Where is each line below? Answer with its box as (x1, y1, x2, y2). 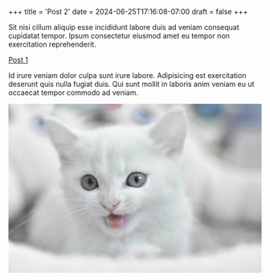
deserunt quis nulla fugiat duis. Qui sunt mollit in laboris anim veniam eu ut (8, 80, 255, 89)
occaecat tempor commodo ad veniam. (8, 88, 139, 97)
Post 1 (8, 56, 28, 64)
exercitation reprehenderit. (8, 39, 96, 49)
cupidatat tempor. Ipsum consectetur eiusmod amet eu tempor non (8, 31, 231, 40)
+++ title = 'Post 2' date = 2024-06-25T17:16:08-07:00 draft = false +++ (8, 7, 248, 16)
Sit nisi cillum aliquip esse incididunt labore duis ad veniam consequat (8, 23, 239, 31)
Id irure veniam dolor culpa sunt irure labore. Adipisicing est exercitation (8, 71, 247, 80)
